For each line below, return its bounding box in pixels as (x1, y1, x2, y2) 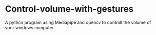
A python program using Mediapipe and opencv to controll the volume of (5, 19, 151, 25)
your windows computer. (5, 24, 55, 30)
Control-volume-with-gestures (5, 3, 134, 15)
